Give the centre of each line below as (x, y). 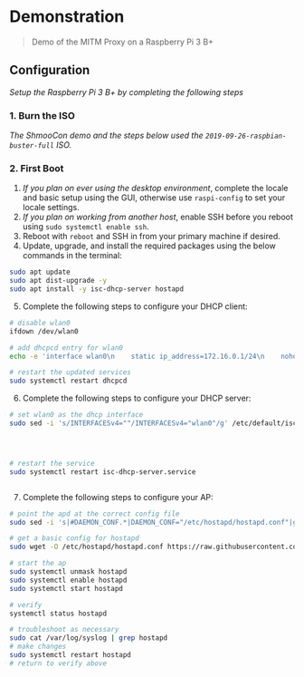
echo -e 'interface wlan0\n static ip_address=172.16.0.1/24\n (137, 356)
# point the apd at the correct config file (95, 514)
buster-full (32, 146)
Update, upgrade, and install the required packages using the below (149, 246)
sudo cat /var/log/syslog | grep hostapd (89, 638)
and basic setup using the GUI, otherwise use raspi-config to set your (154, 198)
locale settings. (51, 208)
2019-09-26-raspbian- (246, 136)
